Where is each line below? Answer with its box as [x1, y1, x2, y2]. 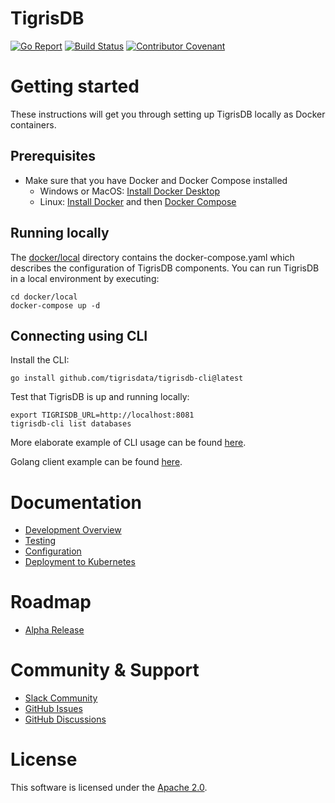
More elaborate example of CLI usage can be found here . [10, 437, 247, 449]
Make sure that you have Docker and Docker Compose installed [24, 174, 288, 186]
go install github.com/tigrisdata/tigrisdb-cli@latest [10, 373, 244, 384]
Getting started [10, 75, 140, 98]
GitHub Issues [24, 703, 83, 715]
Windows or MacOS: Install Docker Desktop [39, 185, 220, 197]
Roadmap [10, 591, 92, 614]
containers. [10, 118, 57, 131]
